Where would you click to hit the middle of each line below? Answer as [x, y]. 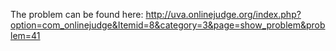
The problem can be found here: [77, 14]
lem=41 [25, 35]
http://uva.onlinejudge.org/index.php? [223, 14]
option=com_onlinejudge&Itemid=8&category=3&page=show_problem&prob [168, 25]
